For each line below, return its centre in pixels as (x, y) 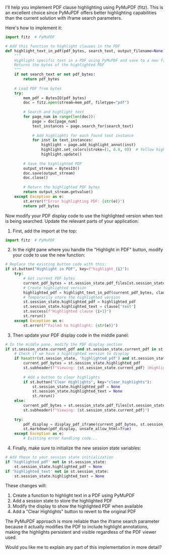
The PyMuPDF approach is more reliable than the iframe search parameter (82, 521)
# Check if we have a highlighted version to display (72, 354)
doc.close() (36, 178)
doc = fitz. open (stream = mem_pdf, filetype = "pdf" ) (76, 103)
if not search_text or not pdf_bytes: (55, 75)
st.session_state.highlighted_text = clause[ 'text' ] (80, 307)
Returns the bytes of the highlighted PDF (59, 65)
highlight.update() (61, 154)
